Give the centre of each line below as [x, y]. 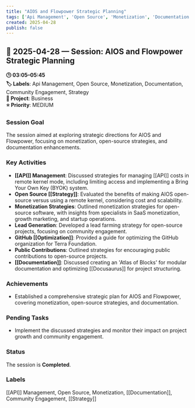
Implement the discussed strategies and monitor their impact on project [100, 330]
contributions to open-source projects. [61, 256]
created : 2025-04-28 [31, 22]
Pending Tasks [27, 317]
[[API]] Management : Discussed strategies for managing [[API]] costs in [102, 175]
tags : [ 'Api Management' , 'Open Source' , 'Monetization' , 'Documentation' [99, 17]
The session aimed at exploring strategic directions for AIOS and [84, 135]
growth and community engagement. [59, 337]
